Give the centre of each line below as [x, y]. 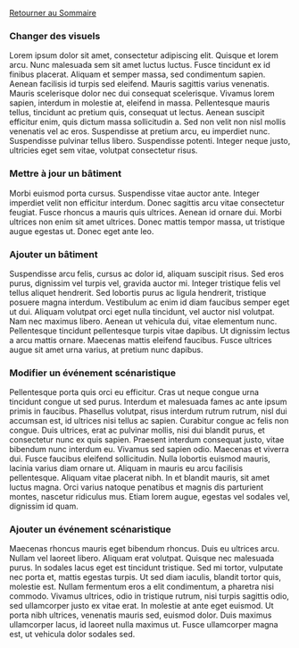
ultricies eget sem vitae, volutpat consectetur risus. [104, 150]
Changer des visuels [55, 36]
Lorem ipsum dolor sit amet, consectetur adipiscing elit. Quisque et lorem [144, 55]
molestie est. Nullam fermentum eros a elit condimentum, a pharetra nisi [142, 587]
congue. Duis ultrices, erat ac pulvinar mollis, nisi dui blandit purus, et [137, 430]
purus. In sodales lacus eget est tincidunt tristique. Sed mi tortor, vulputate [146, 568]
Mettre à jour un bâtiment [66, 173]
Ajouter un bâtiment [54, 254]
